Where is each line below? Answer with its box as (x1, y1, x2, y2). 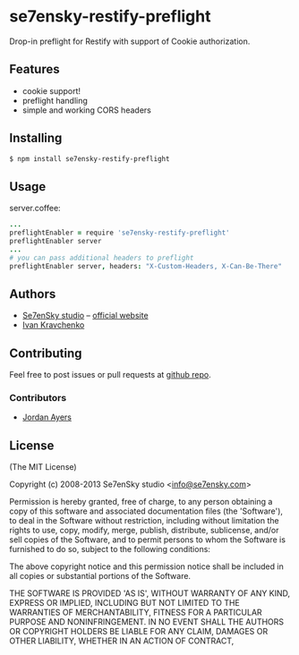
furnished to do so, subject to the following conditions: (9, 544, 210, 555)
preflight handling (21, 95, 88, 106)
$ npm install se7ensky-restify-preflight (9, 154, 170, 163)
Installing (9, 131, 63, 146)
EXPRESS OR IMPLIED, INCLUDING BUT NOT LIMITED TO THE (9, 598, 240, 608)
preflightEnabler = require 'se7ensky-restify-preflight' (9, 228, 230, 238)
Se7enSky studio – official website (21, 310, 149, 321)
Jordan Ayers (21, 412, 72, 422)
